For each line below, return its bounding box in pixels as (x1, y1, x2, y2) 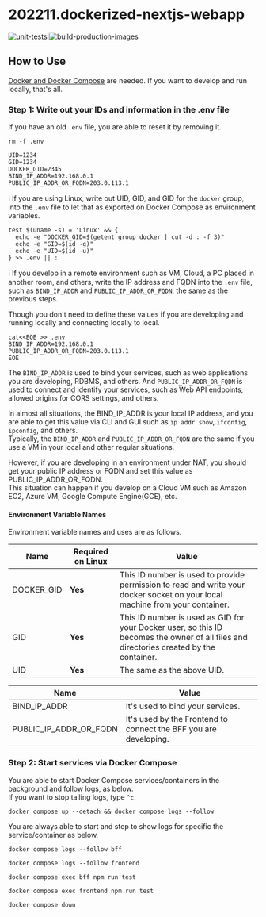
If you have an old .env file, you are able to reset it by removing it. (8, 122, 222, 132)
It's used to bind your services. (125, 700, 241, 712)
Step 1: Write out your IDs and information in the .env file (8, 104, 230, 115)
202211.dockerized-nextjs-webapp (8, 6, 245, 24)
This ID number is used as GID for (120, 612, 245, 623)
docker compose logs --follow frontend (8, 859, 140, 867)
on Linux (74, 556, 108, 567)
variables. (8, 211, 40, 221)
